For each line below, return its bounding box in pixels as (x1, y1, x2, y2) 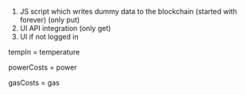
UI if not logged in (19, 32, 79, 41)
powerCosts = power (8, 63, 77, 72)
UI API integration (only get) (19, 24, 111, 32)
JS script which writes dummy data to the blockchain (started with (19, 7, 237, 16)
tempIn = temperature (8, 47, 80, 56)
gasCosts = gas (8, 78, 60, 87)
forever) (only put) (19, 15, 80, 25)
